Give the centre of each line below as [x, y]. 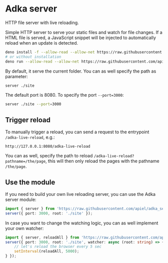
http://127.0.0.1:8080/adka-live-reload [48, 147]
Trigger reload [28, 120]
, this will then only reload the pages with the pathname [102, 161]
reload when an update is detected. [42, 43]
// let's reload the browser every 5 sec [58, 247]
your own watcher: [24, 228]
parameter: [17, 76]
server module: [21, 199]
